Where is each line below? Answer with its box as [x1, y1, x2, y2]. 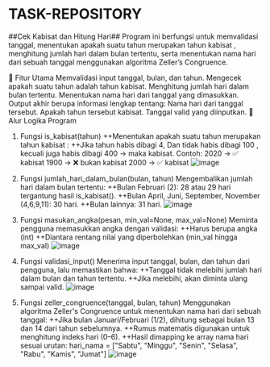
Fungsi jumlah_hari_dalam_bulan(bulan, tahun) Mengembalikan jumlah [19, 173, 253, 183]
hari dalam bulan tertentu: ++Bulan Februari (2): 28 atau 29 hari [19, 182, 231, 192]
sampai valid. [19, 282, 64, 291]
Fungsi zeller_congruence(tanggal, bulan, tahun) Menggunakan [19, 298, 231, 307]
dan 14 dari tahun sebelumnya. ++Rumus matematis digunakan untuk [19, 323, 251, 333]
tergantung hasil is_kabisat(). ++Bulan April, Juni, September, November [19, 190, 260, 200]
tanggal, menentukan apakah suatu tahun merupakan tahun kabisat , [8, 40, 236, 49]
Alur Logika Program [8, 115, 77, 125]
